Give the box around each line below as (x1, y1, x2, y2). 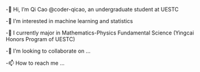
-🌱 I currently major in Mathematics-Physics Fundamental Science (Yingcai (5, 29, 195, 36)
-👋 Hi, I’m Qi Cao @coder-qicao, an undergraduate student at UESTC (5, 6, 179, 13)
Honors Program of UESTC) (5, 36, 76, 42)
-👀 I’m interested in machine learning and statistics (5, 18, 134, 24)
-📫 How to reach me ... (5, 59, 65, 67)
